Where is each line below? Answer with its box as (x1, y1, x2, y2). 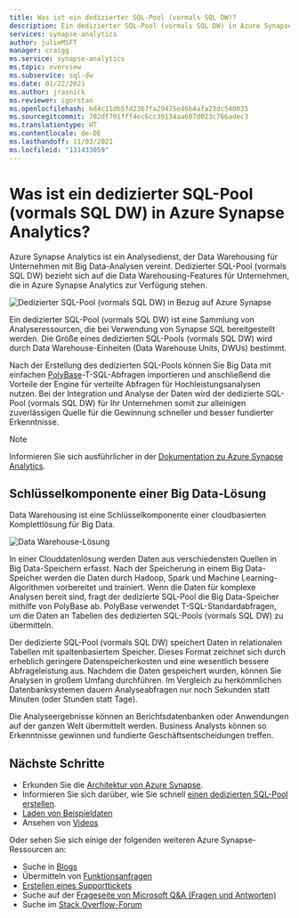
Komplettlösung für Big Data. (9, 519, 116, 530)
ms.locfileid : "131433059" (9, 145, 109, 154)
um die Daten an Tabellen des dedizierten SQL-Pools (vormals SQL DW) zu (9, 611, 284, 621)
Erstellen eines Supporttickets (21, 881, 133, 891)
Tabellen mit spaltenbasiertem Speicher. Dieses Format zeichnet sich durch (9, 646, 287, 657)
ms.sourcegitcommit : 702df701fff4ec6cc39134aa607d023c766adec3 (9, 112, 249, 121)
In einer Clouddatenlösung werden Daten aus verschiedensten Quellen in (9, 554, 278, 565)
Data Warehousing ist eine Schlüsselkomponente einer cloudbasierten (9, 509, 267, 521)
